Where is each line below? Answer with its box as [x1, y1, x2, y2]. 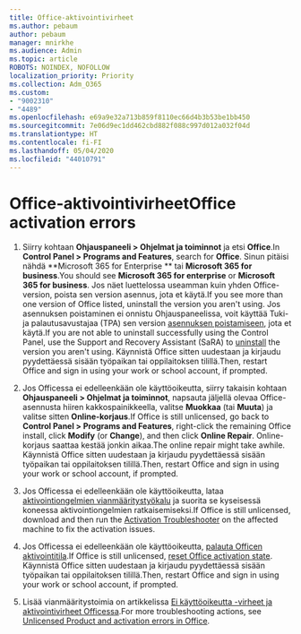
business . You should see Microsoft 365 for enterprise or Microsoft [21, 270, 276, 281]
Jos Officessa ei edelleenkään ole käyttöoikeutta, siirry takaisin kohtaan [21, 382, 287, 394]
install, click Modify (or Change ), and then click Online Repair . [21, 431, 255, 441]
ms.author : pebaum [9, 21, 78, 30]
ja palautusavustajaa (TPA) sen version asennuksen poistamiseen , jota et [21, 318, 292, 329]
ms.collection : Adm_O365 [9, 80, 102, 89]
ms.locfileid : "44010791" [9, 154, 106, 164]
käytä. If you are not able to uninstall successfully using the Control [21, 328, 269, 338]
